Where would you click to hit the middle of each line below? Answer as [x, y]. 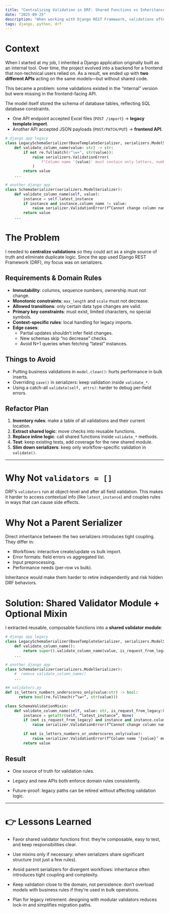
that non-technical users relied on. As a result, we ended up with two [77, 73]
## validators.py [23, 688]
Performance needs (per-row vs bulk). [52, 568]
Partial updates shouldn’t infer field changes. [66, 333]
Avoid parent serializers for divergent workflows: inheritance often [81, 869]
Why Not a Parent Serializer [64, 523]
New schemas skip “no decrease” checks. [64, 338]
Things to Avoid [30, 360]
